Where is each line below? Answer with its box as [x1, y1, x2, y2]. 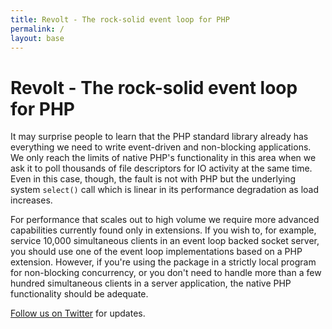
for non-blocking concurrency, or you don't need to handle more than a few [10, 267, 322, 279]
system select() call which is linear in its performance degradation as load [10, 184, 320, 196]
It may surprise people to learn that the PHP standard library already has [10, 131, 309, 143]
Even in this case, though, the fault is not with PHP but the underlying [10, 173, 297, 185]
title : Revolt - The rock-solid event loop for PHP [10, 14, 230, 25]
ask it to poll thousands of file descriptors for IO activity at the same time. [10, 162, 313, 175]
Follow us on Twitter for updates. [10, 307, 146, 320]
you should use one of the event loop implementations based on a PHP [10, 246, 303, 258]
